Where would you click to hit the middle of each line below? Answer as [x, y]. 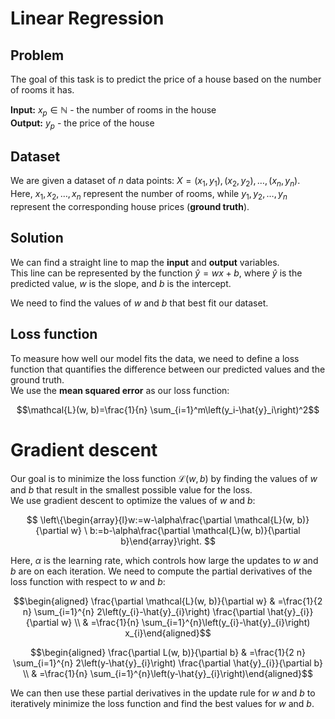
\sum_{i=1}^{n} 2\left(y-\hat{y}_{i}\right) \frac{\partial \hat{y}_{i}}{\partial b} [167, 663]
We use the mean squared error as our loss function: [120, 390]
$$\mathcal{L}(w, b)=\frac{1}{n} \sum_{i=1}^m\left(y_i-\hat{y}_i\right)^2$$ [168, 409]
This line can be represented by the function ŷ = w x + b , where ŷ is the [156, 273]
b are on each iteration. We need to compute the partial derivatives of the [161, 571]
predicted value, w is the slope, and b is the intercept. [121, 283]
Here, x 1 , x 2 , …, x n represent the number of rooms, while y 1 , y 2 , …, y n [149, 195]
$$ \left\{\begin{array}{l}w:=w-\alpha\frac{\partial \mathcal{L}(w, [160, 519]
